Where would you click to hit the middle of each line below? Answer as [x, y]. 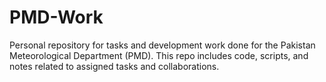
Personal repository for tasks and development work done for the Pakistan [162, 45]
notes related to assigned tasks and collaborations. [114, 66]
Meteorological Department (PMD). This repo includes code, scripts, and [159, 55]
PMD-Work [56, 17]
